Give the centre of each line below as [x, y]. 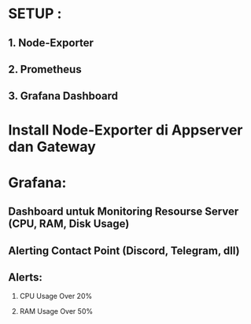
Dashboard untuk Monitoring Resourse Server [124, 212]
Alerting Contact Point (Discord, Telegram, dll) [124, 250]
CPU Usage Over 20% [56, 296]
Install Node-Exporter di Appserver [125, 130]
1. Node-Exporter [51, 43]
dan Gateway [52, 147]
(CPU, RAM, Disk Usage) [69, 224]
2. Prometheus [45, 69]
